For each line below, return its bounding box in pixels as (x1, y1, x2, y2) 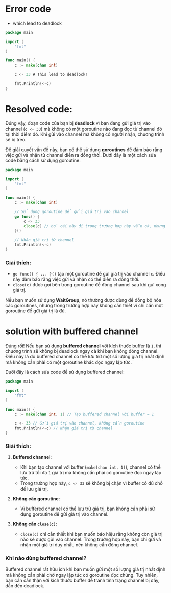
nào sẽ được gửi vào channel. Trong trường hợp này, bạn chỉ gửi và (20, 536, 161, 543)
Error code (5, 3, 51, 15)
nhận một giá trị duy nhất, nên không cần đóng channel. (20, 542, 139, 548)
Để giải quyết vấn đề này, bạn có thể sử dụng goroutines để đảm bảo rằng (5, 146, 163, 153)
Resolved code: (5, 103, 73, 115)
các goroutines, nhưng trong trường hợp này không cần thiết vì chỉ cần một (5, 303, 163, 309)
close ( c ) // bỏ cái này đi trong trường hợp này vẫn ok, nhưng (23, 223, 166, 228)
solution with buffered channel (5, 326, 138, 337)
